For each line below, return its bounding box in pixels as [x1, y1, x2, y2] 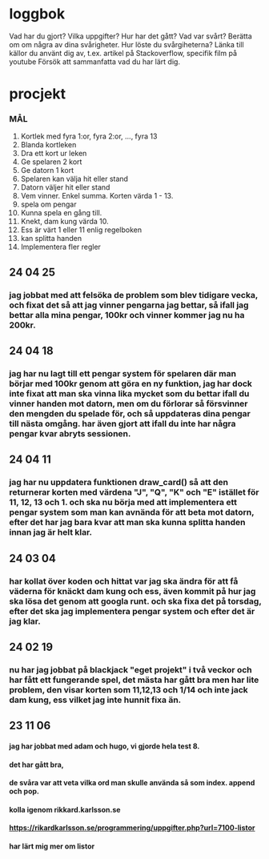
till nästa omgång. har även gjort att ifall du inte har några [9, 418, 236, 429]
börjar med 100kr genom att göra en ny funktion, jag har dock [9, 378, 253, 389]
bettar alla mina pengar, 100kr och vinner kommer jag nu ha [9, 309, 245, 320]
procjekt [9, 85, 66, 103]
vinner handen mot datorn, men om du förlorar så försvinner [9, 398, 248, 409]
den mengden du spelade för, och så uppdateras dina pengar [9, 408, 251, 419]
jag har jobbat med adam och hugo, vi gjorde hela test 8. [9, 741, 200, 751]
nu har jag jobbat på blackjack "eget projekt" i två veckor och [9, 664, 252, 675]
